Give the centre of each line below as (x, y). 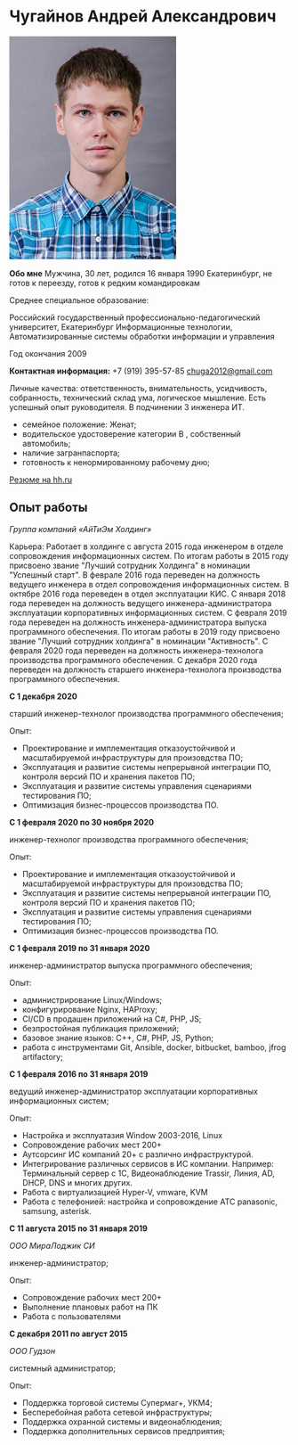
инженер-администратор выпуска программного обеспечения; (131, 965)
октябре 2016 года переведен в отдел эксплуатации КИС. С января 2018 (148, 594)
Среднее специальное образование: (79, 300)
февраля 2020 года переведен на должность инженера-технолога (137, 650)
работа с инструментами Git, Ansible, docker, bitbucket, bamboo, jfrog (154, 1047)
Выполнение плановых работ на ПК (90, 1307)
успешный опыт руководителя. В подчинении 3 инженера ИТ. (127, 406)
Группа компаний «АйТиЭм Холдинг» (81, 529)
